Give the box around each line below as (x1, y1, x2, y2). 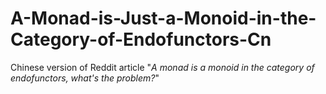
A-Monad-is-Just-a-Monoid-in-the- (10, 7, 317, 30)
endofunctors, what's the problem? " (10, 72, 160, 84)
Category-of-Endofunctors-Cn (10, 28, 272, 51)
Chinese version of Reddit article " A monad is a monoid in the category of (10, 61, 315, 73)
